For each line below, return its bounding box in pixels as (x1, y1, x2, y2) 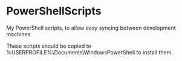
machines (6, 30, 31, 37)
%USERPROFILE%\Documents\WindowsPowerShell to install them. (6, 48, 174, 56)
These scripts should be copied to (6, 42, 92, 50)
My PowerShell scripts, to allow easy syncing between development (6, 24, 176, 31)
